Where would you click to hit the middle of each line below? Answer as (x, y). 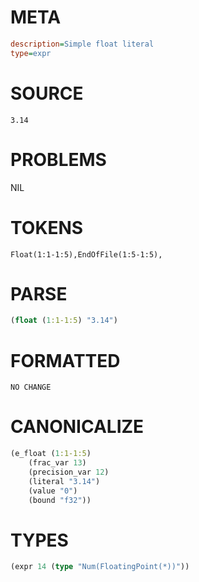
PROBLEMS (58, 159)
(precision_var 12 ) (69, 472)
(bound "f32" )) (60, 500)
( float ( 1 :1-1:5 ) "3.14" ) (64, 321)
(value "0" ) (53, 491)
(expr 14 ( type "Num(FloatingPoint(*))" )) (100, 567)
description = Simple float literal (82, 44)
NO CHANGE (31, 387)
